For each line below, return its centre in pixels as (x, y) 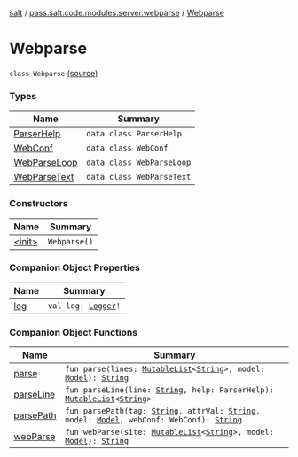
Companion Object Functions (74, 332)
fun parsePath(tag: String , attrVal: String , (163, 411)
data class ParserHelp (134, 134)
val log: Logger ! (84, 306)
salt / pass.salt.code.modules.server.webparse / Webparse (117, 13)
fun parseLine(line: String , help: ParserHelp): (170, 390)
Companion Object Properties (74, 267)
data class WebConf (127, 148)
